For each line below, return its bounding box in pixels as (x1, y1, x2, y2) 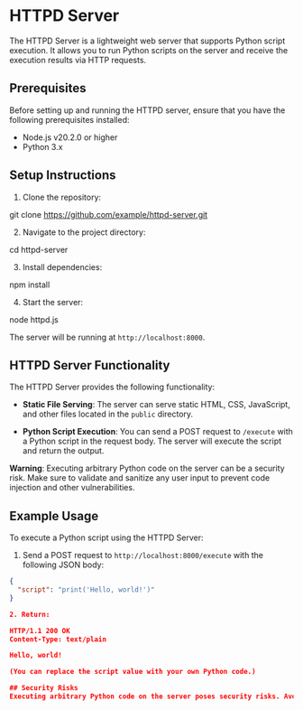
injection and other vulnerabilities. (9, 482, 135, 493)
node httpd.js (9, 313, 59, 325)
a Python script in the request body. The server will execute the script (22, 435, 282, 447)
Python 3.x (22, 141, 63, 152)
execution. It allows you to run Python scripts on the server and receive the (9, 44, 289, 55)
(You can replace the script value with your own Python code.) (9, 668, 256, 677)
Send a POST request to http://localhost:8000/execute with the (22, 550, 264, 561)
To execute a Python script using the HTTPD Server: (9, 532, 204, 543)
